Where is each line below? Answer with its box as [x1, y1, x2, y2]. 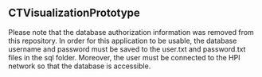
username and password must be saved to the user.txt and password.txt [8, 44, 246, 54]
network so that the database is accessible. [8, 61, 151, 71]
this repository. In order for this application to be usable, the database [8, 36, 237, 45]
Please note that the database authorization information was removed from [8, 27, 255, 37]
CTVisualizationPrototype [8, 6, 141, 20]
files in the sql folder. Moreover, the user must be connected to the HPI [8, 52, 240, 62]
